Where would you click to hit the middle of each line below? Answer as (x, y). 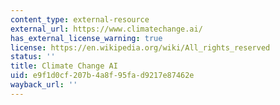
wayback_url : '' (44, 85)
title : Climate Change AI (64, 66)
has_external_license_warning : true (86, 38)
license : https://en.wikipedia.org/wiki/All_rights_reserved (140, 47)
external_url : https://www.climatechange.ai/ (106, 29)
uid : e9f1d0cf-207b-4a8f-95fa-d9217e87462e (102, 76)
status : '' (33, 57)
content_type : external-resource (80, 19)
